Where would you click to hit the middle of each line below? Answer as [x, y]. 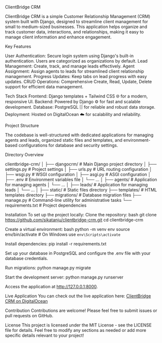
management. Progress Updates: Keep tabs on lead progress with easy [76, 76]
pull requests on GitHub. [29, 316]
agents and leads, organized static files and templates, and [64, 140]
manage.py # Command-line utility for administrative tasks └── [68, 200]
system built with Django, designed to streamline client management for [77, 22]
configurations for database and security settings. [68, 145]
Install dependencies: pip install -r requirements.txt [56, 244]
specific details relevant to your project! [44, 335]
